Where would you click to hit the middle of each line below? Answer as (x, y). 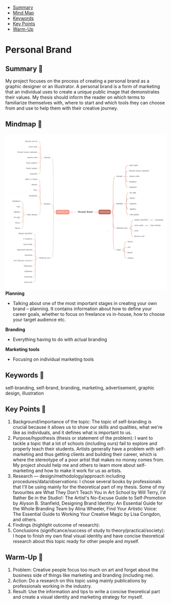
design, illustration (25, 393)
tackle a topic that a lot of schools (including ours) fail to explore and (85, 443)
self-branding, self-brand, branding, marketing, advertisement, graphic (80, 387)
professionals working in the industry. (52, 586)
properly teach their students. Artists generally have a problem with (83, 449)
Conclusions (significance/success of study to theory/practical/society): (89, 530)
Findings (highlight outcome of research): (56, 525)
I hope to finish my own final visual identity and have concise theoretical (89, 536)
